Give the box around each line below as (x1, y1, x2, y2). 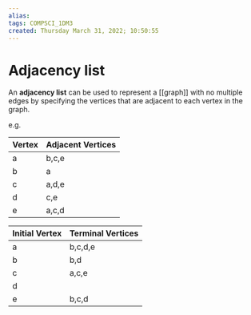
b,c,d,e (69, 241, 96, 252)
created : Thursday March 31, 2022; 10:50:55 (8, 26, 159, 34)
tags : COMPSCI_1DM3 (8, 19, 74, 27)
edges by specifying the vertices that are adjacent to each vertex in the (8, 96, 244, 106)
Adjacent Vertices (46, 139, 117, 151)
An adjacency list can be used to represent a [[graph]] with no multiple (8, 87, 243, 97)
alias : (8, 11, 30, 20)
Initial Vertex (12, 228, 62, 239)
